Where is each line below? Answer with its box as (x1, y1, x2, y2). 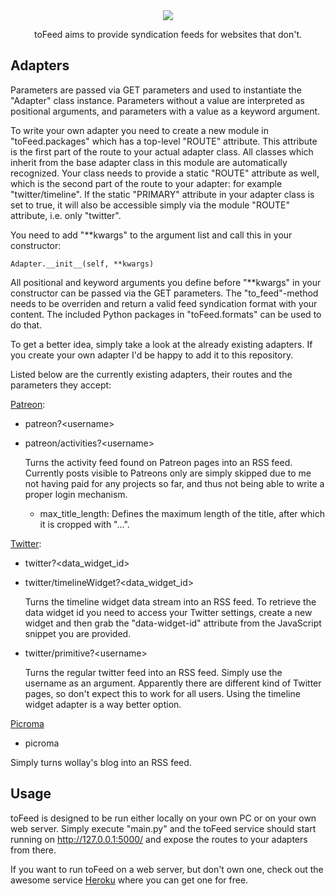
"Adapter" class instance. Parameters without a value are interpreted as (10, 94, 305, 106)
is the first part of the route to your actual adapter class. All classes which (10, 145, 314, 158)
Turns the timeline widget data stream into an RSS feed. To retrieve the (24, 595, 317, 608)
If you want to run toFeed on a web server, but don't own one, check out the (10, 863, 324, 875)
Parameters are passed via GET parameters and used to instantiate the (10, 84, 302, 96)
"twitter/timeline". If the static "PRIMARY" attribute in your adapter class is (10, 188, 315, 200)
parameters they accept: (10, 379, 112, 391)
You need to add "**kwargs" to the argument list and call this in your (10, 229, 293, 241)
